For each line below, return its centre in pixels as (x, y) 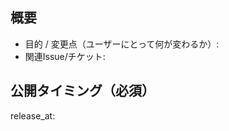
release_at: (33, 115)
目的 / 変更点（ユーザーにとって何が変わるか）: (122, 44)
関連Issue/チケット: (65, 56)
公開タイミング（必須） (82, 91)
